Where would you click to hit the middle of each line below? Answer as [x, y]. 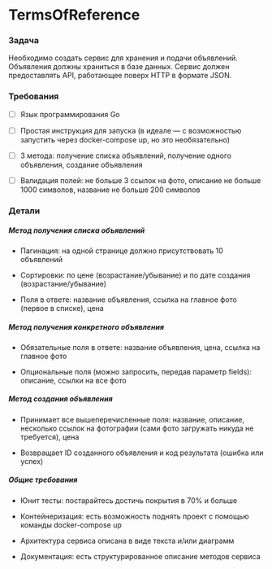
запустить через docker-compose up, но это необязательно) [125, 139]
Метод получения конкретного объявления [86, 326]
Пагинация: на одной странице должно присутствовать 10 [121, 251]
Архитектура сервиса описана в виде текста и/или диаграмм [127, 541]
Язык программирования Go [70, 114]
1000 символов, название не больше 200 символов [110, 190]
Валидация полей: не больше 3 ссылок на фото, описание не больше [140, 180]
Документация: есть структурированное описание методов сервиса [140, 556]
